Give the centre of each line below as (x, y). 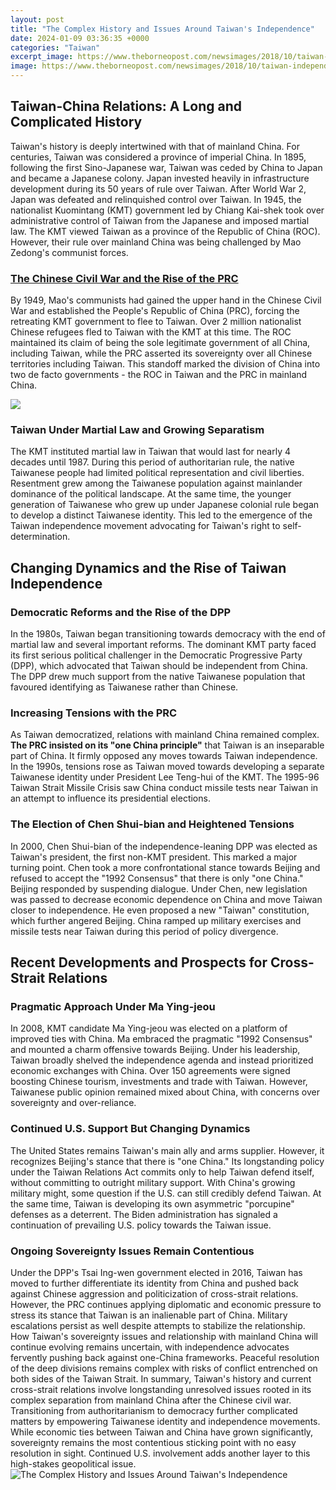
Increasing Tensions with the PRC (94, 713)
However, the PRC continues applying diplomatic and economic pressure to (166, 1304)
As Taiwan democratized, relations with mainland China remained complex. (165, 735)
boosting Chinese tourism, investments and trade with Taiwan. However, (159, 1082)
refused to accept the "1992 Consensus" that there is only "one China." (157, 878)
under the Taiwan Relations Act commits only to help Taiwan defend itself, (162, 1172)
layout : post (37, 19)
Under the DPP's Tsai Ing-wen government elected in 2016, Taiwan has (156, 1272)
